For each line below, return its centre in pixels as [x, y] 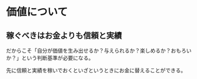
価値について [37, 12]
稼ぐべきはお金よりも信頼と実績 [64, 35]
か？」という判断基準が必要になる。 [50, 58]
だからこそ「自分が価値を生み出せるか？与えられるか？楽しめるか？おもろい [99, 51]
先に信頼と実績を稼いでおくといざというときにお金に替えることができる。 [96, 70]
